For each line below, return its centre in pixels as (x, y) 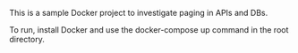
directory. (27, 39)
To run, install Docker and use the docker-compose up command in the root (149, 30)
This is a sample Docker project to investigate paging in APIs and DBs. (139, 13)
